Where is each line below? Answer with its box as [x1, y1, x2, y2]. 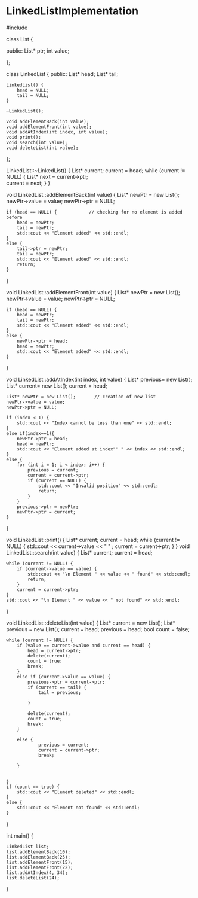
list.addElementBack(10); [6, 848, 70, 855]
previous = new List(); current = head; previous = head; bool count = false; [6, 625, 190, 632]
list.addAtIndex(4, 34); [6, 869, 68, 876]
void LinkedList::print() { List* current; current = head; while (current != [6, 536, 181, 543]
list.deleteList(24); [6, 875, 60, 881]
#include [6, 24, 28, 31]
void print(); [6, 134, 42, 140]
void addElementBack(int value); [6, 118, 89, 124]
